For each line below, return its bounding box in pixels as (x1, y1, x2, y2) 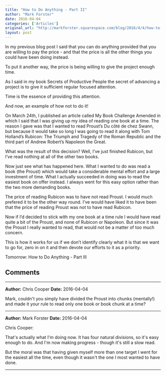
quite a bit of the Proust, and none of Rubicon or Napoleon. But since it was (5, 219, 159, 225)
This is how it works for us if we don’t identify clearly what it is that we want (5, 239, 160, 245)
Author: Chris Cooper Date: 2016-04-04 (5, 286, 88, 292)
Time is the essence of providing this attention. (5, 93, 101, 99)
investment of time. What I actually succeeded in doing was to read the (5, 174, 150, 179)
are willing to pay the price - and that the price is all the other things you (5, 49, 152, 55)
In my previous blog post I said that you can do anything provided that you (5, 44, 157, 49)
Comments (5, 268, 40, 277)
